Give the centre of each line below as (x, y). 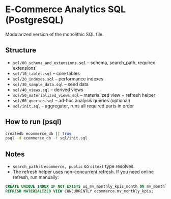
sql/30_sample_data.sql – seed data (51, 84)
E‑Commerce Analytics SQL (66, 9)
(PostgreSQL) (34, 20)
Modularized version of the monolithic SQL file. (55, 34)
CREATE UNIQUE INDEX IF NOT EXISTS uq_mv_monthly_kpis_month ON (75, 187)
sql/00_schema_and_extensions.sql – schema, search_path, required (84, 63)
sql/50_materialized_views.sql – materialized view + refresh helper (84, 95)
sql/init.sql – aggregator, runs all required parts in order (73, 106)
